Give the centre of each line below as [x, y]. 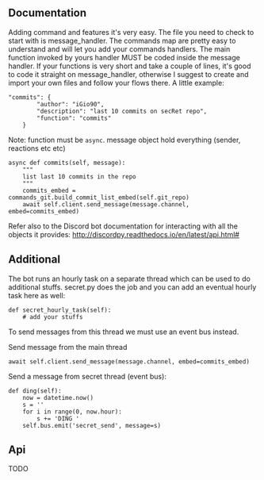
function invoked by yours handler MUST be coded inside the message [124, 57]
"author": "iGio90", [71, 104]
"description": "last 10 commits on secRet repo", [122, 111]
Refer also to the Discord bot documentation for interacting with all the [123, 226]
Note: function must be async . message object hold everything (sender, [124, 140]
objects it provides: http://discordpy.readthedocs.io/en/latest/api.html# [124, 234]
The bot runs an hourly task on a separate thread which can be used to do [130, 278]
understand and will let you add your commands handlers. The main [119, 49]
